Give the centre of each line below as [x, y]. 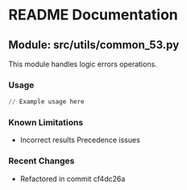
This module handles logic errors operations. [83, 64]
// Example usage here [46, 102]
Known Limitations [46, 123]
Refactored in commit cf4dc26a [73, 179]
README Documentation [93, 15]
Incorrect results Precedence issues [80, 140]
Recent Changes [42, 161]
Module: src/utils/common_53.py [94, 45]
